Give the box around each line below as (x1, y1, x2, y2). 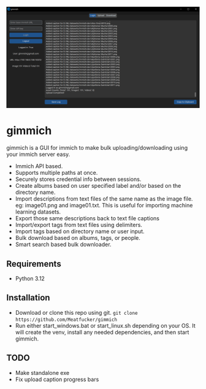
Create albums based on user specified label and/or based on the (15, 182, 181, 190)
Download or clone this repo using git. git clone (15, 309, 138, 316)
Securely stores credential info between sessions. (15, 175, 142, 183)
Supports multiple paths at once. (15, 169, 98, 177)
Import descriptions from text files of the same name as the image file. (15, 195, 193, 202)
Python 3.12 (15, 275, 45, 282)
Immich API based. (15, 163, 63, 170)
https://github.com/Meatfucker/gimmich (15, 317, 118, 323)
